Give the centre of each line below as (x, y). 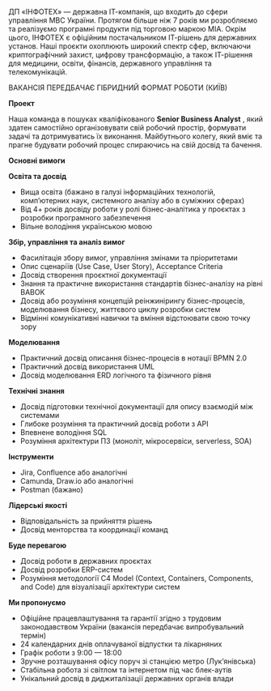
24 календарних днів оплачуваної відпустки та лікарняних (121, 644)
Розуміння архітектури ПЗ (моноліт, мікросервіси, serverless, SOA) (136, 441)
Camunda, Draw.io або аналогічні (76, 481)
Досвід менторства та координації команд (94, 529)
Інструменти (31, 456)
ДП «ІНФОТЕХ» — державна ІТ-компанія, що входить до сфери (118, 12)
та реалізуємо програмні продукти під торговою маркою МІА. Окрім (127, 29)
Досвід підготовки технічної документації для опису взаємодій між (136, 407)
